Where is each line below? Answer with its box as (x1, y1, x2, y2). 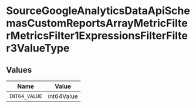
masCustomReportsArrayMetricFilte (6, 16, 188, 30)
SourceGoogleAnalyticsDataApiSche (6, 4, 191, 18)
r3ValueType (6, 42, 70, 55)
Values (6, 65, 32, 75)
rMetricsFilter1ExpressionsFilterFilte (6, 29, 188, 42)
